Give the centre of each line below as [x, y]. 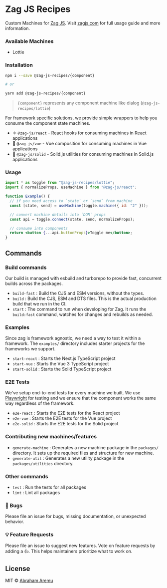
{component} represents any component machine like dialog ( [80, 103]
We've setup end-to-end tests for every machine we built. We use [73, 393]
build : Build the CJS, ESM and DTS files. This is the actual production [84, 298]
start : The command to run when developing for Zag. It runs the [79, 309]
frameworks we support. [30, 349]
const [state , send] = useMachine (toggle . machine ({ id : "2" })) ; [79, 206]
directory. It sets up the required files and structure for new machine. [83, 453]
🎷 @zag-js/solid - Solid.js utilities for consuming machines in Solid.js [83, 154]
